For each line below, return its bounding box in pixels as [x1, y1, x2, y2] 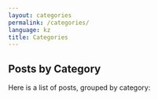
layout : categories [8, 11, 72, 20]
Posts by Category [8, 62, 101, 75]
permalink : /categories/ [8, 19, 90, 27]
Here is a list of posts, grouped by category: [8, 83, 151, 92]
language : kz [8, 26, 51, 34]
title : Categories [8, 33, 68, 41]
